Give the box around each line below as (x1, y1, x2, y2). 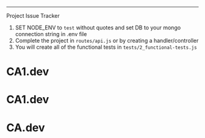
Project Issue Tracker (6, 12, 60, 19)
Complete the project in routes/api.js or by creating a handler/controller (15, 37, 199, 44)
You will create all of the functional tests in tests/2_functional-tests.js (15, 43, 197, 51)
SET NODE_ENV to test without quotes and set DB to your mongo (15, 24, 181, 31)
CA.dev (6, 120, 45, 134)
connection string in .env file (15, 31, 87, 37)
